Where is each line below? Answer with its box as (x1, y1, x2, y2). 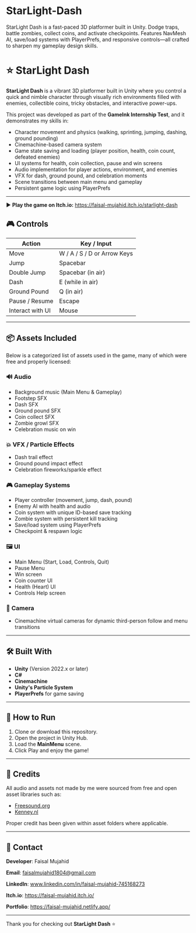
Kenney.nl (14, 808, 39, 815)
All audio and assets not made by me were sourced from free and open (6, 785, 177, 792)
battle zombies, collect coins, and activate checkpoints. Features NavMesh (6, 29, 187, 36)
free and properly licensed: (6, 358, 71, 365)
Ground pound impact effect (14, 460, 83, 467)
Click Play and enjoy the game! (14, 747, 89, 754)
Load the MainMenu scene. (14, 740, 82, 747)
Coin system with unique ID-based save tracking (14, 509, 132, 516)
